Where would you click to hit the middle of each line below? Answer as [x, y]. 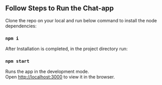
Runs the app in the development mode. [47, 72]
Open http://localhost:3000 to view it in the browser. [60, 77]
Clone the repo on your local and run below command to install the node [81, 20]
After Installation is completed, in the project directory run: [66, 49]
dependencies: [21, 26]
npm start [17, 61]
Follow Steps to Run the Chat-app [60, 8]
